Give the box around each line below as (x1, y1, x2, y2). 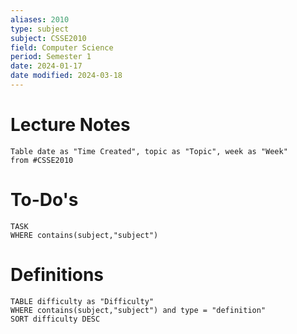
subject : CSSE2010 (10, 33, 87, 43)
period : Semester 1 (10, 52, 92, 62)
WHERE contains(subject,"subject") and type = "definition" (10, 305, 267, 315)
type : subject (10, 24, 70, 34)
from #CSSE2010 (10, 155, 74, 165)
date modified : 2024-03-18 (10, 71, 123, 81)
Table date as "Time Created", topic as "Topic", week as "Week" (10, 146, 288, 156)
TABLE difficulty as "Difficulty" (10, 296, 155, 306)
